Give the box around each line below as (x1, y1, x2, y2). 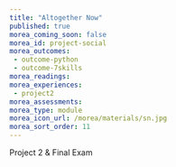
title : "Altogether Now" (9, 13, 103, 23)
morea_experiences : (9, 80, 83, 89)
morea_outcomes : (9, 47, 70, 56)
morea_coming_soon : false (9, 30, 107, 39)
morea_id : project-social (9, 38, 107, 48)
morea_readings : (9, 72, 70, 81)
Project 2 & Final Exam (9, 147, 93, 158)
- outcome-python (13, 55, 79, 64)
